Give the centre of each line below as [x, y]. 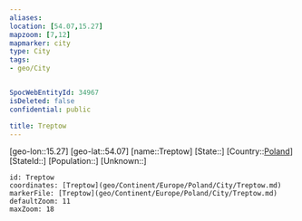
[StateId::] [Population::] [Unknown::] [78, 161]
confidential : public [50, 110]
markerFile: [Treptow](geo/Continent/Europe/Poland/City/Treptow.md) [144, 194]
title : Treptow [38, 126]
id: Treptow [32, 178]
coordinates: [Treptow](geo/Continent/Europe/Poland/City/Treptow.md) [146, 186]
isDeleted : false [42, 101]
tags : [19, 60]
